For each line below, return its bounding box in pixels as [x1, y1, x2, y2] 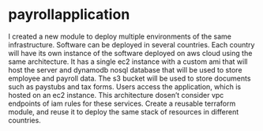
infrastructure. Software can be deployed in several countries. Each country [8, 39, 255, 49]
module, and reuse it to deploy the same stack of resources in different [8, 107, 239, 116]
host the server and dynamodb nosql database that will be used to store [8, 65, 242, 74]
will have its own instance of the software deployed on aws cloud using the [8, 48, 253, 58]
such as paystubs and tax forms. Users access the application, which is [8, 81, 242, 92]
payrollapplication [8, 6, 130, 24]
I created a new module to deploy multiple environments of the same [8, 32, 231, 41]
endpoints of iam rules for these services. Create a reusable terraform [8, 99, 236, 108]
